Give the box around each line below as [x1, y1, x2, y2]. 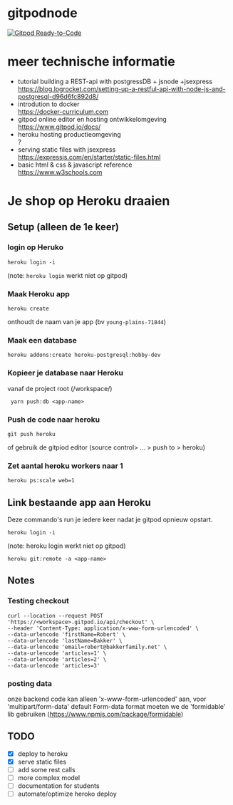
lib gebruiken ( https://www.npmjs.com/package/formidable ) [7, 710, 184, 719]
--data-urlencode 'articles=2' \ [7, 655, 107, 663]
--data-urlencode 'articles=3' [7, 662, 100, 669]
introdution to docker [17, 100, 80, 108]
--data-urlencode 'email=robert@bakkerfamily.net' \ [7, 643, 167, 650]
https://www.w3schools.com [17, 167, 103, 176]
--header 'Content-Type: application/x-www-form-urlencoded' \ [7, 625, 200, 632]
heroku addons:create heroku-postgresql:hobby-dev [7, 351, 161, 359]
